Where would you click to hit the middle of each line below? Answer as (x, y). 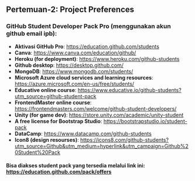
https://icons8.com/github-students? (124, 139)
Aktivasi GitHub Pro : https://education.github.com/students (87, 46)
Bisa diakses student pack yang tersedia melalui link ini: (76, 166)
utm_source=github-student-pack (55, 96)
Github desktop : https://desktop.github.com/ (69, 65)
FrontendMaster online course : (53, 103)
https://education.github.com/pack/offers (59, 172)
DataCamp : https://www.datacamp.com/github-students (83, 134)
